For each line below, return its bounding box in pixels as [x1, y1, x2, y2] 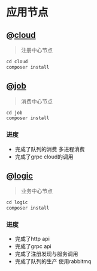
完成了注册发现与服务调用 [14, 251, 78, 258]
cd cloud [6, 58, 28, 64]
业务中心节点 [20, 187, 53, 195]
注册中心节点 [20, 46, 53, 54]
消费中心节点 [20, 98, 53, 105]
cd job [6, 110, 23, 116]
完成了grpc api [14, 243, 52, 250]
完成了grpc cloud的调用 [14, 153, 74, 160]
